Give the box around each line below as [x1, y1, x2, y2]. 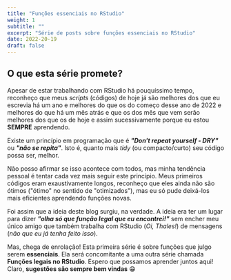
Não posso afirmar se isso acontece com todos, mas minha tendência [7, 164, 205, 173]
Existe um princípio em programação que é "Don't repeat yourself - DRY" [7, 136, 219, 144]
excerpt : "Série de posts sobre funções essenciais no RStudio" [7, 29, 196, 37]
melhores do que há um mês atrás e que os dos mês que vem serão [7, 108, 200, 116]
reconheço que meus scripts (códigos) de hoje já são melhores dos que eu [7, 93, 221, 102]
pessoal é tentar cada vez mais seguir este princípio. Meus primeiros [7, 171, 203, 180]
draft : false [7, 42, 45, 49]
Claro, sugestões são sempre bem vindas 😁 [7, 264, 136, 273]
